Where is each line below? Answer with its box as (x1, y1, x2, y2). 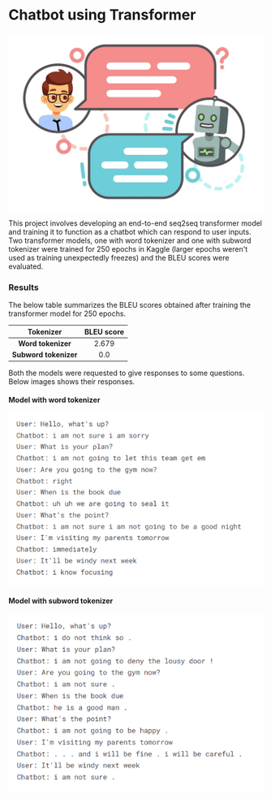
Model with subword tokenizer (8, 596, 114, 606)
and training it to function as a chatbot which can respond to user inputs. (8, 227, 252, 236)
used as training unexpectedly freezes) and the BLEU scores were (8, 253, 230, 262)
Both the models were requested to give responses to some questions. (8, 368, 245, 378)
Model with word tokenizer (8, 395, 101, 405)
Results (8, 282, 39, 293)
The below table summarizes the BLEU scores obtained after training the (8, 300, 252, 310)
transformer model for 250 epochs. (8, 309, 127, 318)
